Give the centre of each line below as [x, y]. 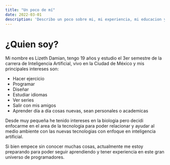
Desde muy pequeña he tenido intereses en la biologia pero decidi [74, 121]
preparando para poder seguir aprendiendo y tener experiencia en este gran [85, 152]
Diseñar [21, 89]
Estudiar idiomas [30, 95]
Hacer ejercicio [28, 79]
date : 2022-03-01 [24, 15]
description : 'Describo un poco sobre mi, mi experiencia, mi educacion [83, 19]
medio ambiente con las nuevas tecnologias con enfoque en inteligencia [80, 131]
